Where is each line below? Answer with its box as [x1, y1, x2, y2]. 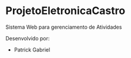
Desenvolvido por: [5, 35, 50, 42]
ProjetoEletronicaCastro [5, 4, 126, 18]
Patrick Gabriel [14, 46, 51, 53]
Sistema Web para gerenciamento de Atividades [5, 23, 122, 30]
